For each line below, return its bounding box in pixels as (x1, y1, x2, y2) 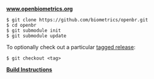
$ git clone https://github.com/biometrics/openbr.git (6, 17, 149, 23)
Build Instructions (6, 66, 53, 73)
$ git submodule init (6, 27, 61, 33)
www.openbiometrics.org (6, 5, 73, 12)
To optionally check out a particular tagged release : (6, 44, 136, 50)
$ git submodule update (6, 33, 67, 39)
